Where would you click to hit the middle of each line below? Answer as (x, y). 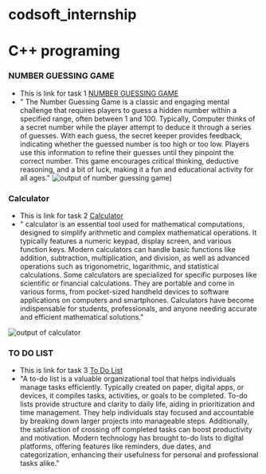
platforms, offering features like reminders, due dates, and (115, 446)
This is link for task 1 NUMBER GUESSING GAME (99, 93)
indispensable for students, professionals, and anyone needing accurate (138, 309)
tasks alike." (39, 464)
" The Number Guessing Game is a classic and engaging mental (124, 102)
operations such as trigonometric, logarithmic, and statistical (119, 266)
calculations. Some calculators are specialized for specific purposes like (138, 274)
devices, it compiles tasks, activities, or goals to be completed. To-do (134, 396)
